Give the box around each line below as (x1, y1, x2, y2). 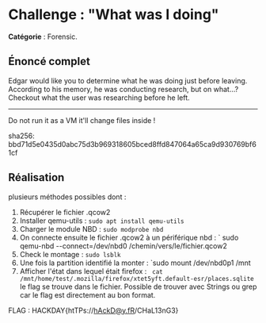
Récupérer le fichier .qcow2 (19, 207, 111, 217)
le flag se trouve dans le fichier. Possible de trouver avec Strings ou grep (19, 282, 257, 291)
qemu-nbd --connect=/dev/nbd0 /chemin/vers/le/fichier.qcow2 (19, 240, 227, 251)
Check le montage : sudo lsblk (19, 249, 121, 259)
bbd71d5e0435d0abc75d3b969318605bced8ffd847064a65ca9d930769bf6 (8, 139, 257, 148)
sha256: (8, 131, 36, 140)
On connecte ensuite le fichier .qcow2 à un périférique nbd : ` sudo (19, 233, 239, 242)
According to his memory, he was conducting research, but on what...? (8, 84, 239, 94)
